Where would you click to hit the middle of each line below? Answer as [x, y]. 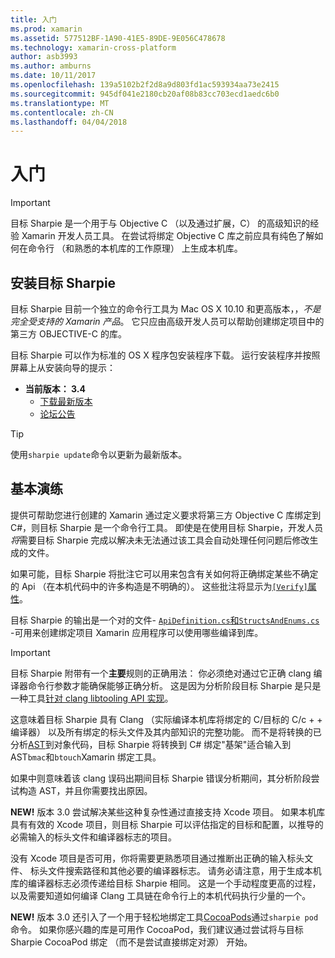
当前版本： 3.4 [55, 389]
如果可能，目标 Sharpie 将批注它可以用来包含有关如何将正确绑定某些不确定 [164, 573]
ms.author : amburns [51, 66]
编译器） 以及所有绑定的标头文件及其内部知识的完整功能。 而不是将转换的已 [166, 732]
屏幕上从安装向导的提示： [63, 367]
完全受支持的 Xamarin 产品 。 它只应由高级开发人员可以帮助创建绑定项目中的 [167, 321]
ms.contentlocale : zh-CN [62, 112]
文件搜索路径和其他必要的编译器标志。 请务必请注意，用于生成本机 [184, 870]
